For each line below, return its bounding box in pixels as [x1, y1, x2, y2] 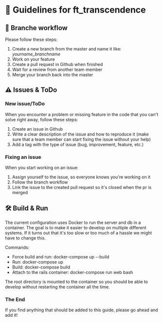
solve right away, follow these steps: [5, 117, 78, 122]
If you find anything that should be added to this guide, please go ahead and [5, 307, 158, 313]
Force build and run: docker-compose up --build [12, 254, 109, 259]
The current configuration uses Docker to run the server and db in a [5, 220, 141, 225]
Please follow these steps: [5, 36, 57, 42]
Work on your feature [12, 56, 55, 62]
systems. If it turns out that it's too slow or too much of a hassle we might [5, 230, 152, 236]
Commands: [5, 244, 30, 250]
